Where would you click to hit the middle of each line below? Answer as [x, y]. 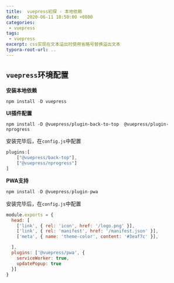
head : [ [21, 220]
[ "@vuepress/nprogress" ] [47, 163]
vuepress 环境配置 [37, 75]
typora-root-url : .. [31, 50]
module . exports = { [30, 215]
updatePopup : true [39, 264]
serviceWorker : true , [43, 258]
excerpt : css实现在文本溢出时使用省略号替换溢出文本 [63, 45]
